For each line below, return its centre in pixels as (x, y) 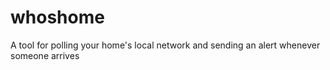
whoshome (57, 17)
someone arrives (45, 55)
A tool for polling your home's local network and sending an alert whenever (165, 45)
